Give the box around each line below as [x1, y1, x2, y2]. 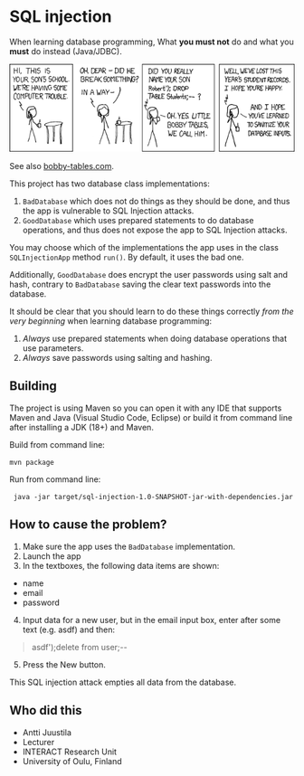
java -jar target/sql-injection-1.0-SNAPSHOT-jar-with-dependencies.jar [13, 492, 294, 501]
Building [9, 378, 57, 394]
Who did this [9, 703, 83, 718]
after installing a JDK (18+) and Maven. [9, 421, 154, 432]
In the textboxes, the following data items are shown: [22, 560, 220, 571]
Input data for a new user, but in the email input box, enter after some [22, 614, 281, 625]
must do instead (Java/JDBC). [9, 45, 122, 56]
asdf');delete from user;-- [31, 641, 128, 652]
